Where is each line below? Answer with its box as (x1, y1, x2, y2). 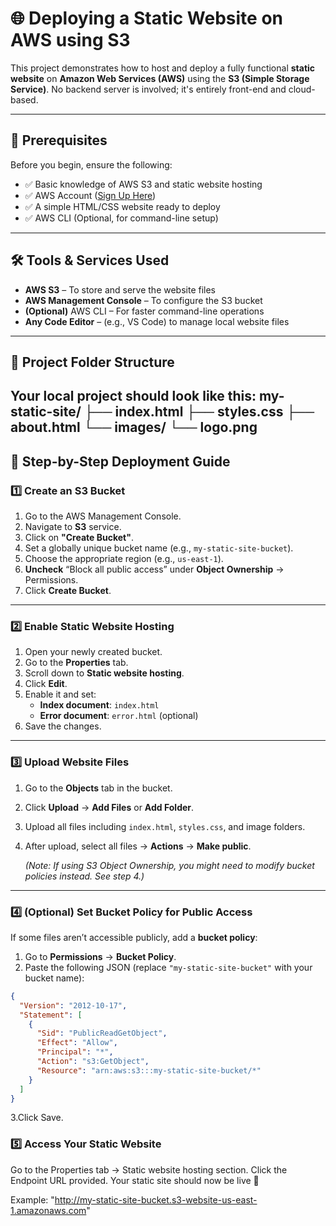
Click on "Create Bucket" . (24, 532, 134, 544)
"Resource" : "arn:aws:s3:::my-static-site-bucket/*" (36, 1065, 262, 1076)
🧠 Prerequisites (10, 132, 108, 149)
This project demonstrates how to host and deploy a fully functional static (10, 62, 316, 74)
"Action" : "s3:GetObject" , (36, 1057, 150, 1067)
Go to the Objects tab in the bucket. (24, 782, 173, 794)
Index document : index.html (39, 699, 160, 711)
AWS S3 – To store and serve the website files (24, 283, 217, 296)
